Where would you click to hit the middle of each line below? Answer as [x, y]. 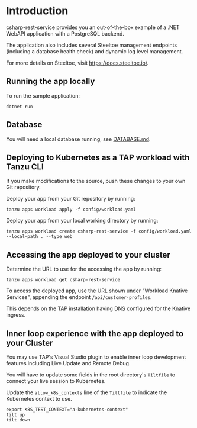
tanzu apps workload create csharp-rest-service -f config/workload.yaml [99, 231]
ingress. [16, 315]
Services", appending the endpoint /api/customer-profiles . [79, 297]
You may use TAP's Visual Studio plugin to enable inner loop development [96, 357]
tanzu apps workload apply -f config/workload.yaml [71, 210]
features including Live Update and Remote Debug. [68, 363]
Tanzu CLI [25, 167]
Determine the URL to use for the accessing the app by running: [84, 269]
